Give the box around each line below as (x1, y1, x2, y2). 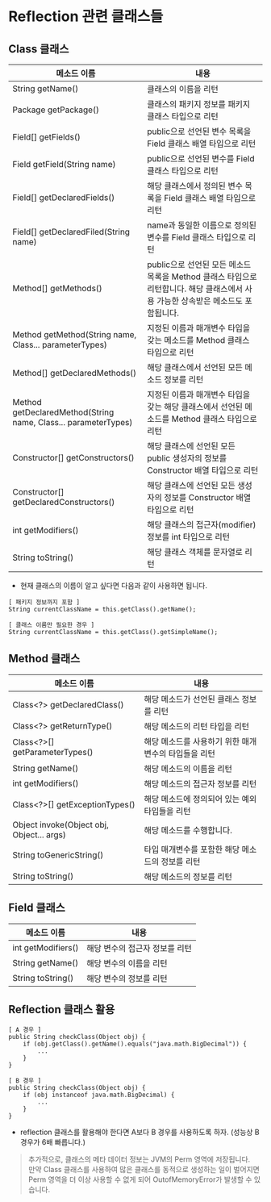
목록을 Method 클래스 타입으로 (147, 271, 258, 282)
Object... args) (12, 828, 67, 840)
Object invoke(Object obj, (12, 819, 109, 830)
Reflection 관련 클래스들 (8, 7, 164, 26)
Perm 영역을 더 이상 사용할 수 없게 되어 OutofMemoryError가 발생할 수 (27, 1175, 252, 1184)
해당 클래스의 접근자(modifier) (147, 520, 256, 530)
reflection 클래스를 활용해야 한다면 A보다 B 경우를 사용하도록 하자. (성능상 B (19, 1127, 260, 1137)
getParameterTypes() (12, 746, 94, 758)
